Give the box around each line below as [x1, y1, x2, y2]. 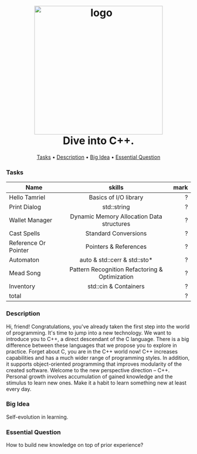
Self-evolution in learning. [6, 413, 69, 420]
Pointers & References [85, 243, 147, 251]
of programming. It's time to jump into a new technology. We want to [6, 329, 172, 336]
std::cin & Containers [87, 282, 145, 291]
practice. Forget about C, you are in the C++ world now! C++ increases [6, 348, 178, 355]
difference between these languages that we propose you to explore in [6, 342, 177, 349]
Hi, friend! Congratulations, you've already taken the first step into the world [6, 323, 190, 330]
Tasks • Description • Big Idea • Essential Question [36, 153, 161, 161]
